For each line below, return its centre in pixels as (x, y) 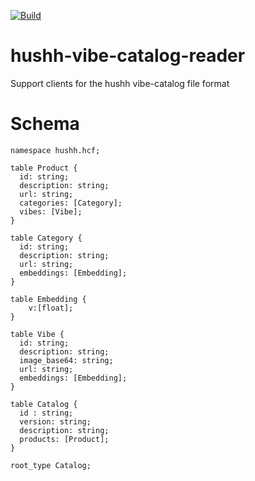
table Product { (44, 168)
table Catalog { (44, 404)
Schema (45, 124)
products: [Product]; (64, 439)
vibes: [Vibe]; (51, 211)
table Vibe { (37, 334)
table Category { (46, 238)
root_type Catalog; (51, 465)
